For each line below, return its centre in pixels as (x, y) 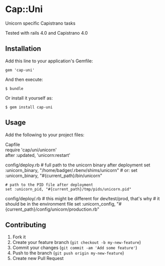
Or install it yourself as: (29, 98)
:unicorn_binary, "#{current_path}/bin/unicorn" (54, 175)
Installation (23, 49)
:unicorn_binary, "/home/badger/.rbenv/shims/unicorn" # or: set (71, 170)
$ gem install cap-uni (29, 107)
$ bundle (14, 88)
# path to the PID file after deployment (49, 185)
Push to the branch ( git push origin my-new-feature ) (68, 253)
